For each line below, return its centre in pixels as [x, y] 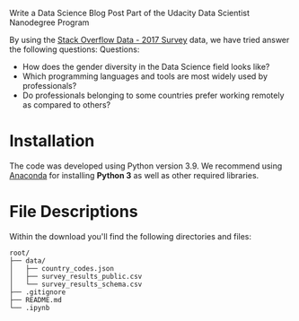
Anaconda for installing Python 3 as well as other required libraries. [134, 175]
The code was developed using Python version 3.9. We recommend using [146, 166]
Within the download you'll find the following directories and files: [131, 236]
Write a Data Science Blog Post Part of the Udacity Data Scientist [129, 13]
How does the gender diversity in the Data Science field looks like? [146, 67]
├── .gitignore [38, 292]
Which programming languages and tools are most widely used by [145, 76]
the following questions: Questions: [75, 49]
